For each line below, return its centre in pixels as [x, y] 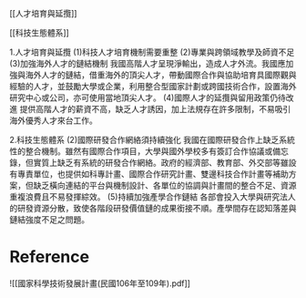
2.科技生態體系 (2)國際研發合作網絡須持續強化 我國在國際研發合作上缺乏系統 [153, 140]
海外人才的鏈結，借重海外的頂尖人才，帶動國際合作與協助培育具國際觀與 [161, 75]
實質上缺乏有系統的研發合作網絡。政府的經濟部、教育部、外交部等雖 [161, 163]
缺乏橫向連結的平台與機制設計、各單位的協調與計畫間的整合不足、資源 [165, 185]
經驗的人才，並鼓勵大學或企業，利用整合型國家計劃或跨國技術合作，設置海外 [153, 86]
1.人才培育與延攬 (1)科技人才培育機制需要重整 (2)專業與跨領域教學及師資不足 [152, 52]
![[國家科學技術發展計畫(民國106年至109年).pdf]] [100, 283]
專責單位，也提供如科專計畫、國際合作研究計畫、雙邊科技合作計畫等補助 [153, 174]
